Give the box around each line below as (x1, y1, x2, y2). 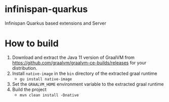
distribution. (12, 65, 37, 71)
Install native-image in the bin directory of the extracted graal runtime (12, 70, 157, 76)
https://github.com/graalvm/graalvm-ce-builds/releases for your (12, 59, 147, 66)
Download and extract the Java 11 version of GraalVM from (12, 54, 135, 60)
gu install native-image (19, 76, 72, 81)
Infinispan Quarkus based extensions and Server (5, 20, 107, 26)
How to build (5, 38, 59, 49)
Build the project (12, 86, 47, 92)
